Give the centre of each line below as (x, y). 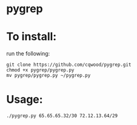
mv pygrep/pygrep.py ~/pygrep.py (48, 76)
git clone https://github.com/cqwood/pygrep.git (69, 65)
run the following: (28, 54)
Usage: (25, 100)
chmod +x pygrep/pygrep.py (40, 70)
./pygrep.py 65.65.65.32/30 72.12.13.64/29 (62, 116)
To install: (32, 37)
